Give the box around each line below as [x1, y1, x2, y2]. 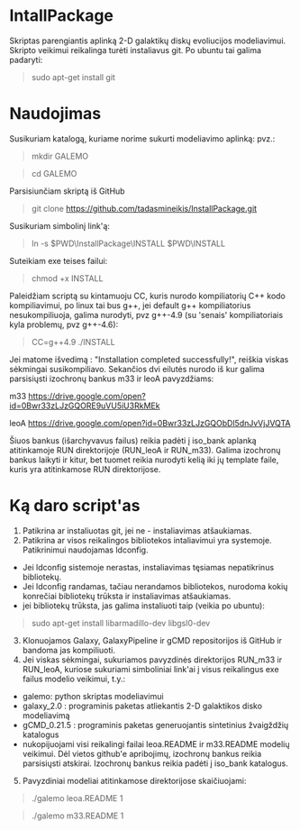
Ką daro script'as [9, 496, 141, 516]
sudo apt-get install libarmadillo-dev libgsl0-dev [31, 617, 211, 628]
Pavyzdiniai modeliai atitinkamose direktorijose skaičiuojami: [22, 775, 247, 786]
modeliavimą [22, 709, 70, 721]
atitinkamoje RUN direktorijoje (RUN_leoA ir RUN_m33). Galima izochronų [9, 444, 281, 455]
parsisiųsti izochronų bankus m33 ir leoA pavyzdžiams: [9, 373, 214, 384]
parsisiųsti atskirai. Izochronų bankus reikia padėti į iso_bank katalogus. [22, 758, 288, 769]
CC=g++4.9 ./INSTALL [31, 336, 115, 347]
